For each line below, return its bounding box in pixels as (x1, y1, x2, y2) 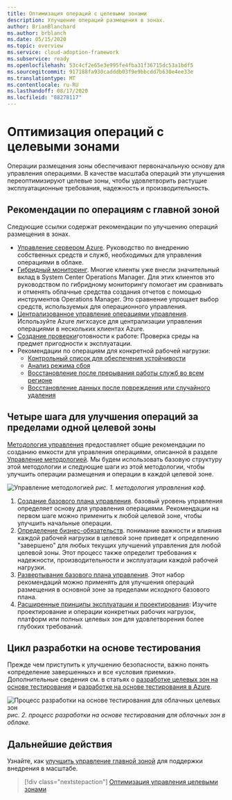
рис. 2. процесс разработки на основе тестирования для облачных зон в (7, 711, 226, 719)
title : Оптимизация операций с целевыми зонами (7, 10, 148, 17)
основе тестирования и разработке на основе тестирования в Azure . (7, 683, 213, 691)
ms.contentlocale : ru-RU (7, 81, 79, 88)
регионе (27, 376, 53, 384)
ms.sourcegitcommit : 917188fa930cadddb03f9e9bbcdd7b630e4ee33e (7, 68, 194, 75)
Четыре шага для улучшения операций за (7, 411, 199, 423)
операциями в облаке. (17, 258, 84, 266)
